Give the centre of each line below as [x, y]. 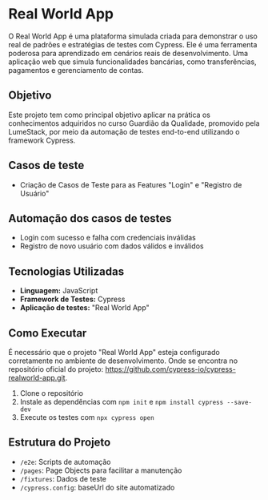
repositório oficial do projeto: [56, 369]
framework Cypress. [42, 140]
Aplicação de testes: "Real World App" [84, 308]
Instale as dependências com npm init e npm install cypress [122, 402]
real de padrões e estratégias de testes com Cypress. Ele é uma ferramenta [133, 44]
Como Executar [48, 333]
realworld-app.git [37, 378]
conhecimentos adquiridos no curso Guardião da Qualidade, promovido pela [134, 123]
